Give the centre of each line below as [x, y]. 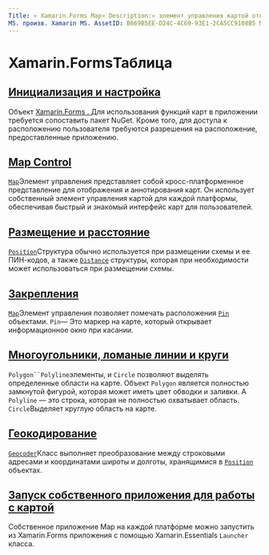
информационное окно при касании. [71, 330]
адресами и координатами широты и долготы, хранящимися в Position [131, 461]
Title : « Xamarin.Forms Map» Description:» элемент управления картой [128, 16]
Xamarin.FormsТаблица [90, 63]
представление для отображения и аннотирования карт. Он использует [131, 190]
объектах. [25, 470]
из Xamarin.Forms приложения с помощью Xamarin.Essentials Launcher [128, 535]
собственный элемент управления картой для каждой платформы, [123, 199]
